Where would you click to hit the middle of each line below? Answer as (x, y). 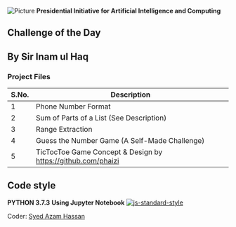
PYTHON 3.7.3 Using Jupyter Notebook (66, 202)
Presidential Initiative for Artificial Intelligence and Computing (129, 11)
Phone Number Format (73, 106)
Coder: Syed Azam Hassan (46, 216)
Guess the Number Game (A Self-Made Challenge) (120, 141)
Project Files (29, 76)
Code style (32, 186)
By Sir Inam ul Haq (48, 56)
